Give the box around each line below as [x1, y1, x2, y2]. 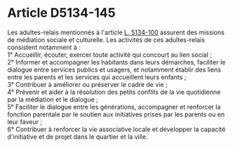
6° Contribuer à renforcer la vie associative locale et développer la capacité [7, 125, 226, 133]
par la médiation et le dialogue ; [7, 95, 98, 103]
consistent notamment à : [7, 43, 81, 51]
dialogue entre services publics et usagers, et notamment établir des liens [7, 65, 221, 74]
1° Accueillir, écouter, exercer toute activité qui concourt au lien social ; [7, 51, 213, 59]
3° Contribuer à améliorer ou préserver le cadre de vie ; [7, 80, 168, 88]
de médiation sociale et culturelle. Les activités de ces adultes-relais [7, 35, 206, 43]
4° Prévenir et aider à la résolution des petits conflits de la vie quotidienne [7, 88, 221, 96]
